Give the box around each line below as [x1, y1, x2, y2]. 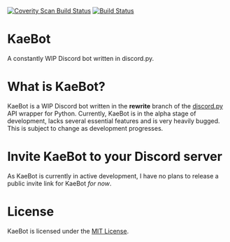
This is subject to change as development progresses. [7, 124, 164, 132]
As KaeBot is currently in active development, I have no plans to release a [7, 171, 219, 180]
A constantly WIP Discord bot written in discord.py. [7, 54, 154, 62]
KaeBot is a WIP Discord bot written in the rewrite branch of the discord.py [7, 101, 224, 110]
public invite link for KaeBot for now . [7, 179, 112, 187]
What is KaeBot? [7, 79, 106, 94]
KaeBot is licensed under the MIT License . [7, 227, 129, 235]
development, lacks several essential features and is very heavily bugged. [7, 116, 220, 125]
